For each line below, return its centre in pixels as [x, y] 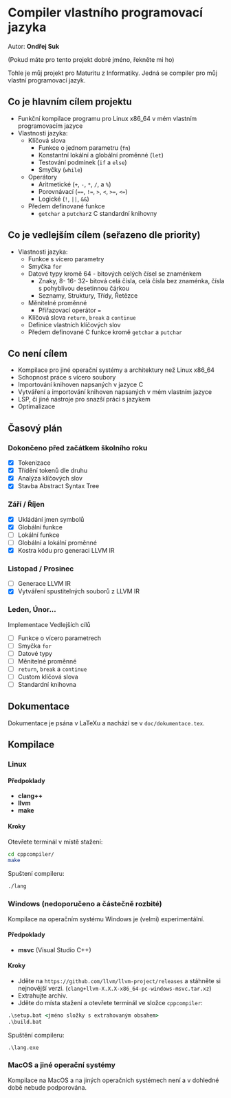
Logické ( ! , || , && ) [64, 199]
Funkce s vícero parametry [66, 259]
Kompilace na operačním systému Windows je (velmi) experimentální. [106, 919]
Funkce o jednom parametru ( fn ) [85, 147]
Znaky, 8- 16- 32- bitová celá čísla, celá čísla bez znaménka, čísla [131, 281]
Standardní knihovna [47, 685]
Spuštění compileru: [36, 1035]
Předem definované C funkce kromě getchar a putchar [105, 332]
